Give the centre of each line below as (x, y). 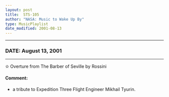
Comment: (17, 78)
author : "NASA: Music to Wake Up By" (45, 19)
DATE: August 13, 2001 (33, 51)
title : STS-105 (22, 15)
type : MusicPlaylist (27, 24)
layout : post (19, 10)
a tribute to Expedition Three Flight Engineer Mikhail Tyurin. (74, 89)
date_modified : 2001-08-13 (33, 29)
